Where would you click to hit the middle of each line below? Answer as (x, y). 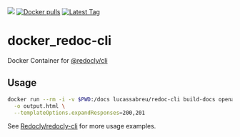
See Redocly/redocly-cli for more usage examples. (82, 126)
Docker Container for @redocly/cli (58, 60)
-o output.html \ (40, 106)
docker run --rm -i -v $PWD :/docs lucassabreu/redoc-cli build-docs (111, 99)
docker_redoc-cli (60, 41)
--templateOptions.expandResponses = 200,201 (79, 113)
